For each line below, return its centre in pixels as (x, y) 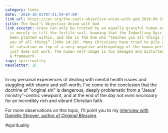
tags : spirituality (25, 61)
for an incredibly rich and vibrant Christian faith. (54, 101)
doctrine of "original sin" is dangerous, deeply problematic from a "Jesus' (81, 90)
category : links (22, 10)
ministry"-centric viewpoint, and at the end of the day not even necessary (81, 96)
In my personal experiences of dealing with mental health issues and (76, 80)
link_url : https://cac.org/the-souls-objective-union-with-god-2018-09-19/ (86, 19)
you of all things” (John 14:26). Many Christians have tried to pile (85, 42)
